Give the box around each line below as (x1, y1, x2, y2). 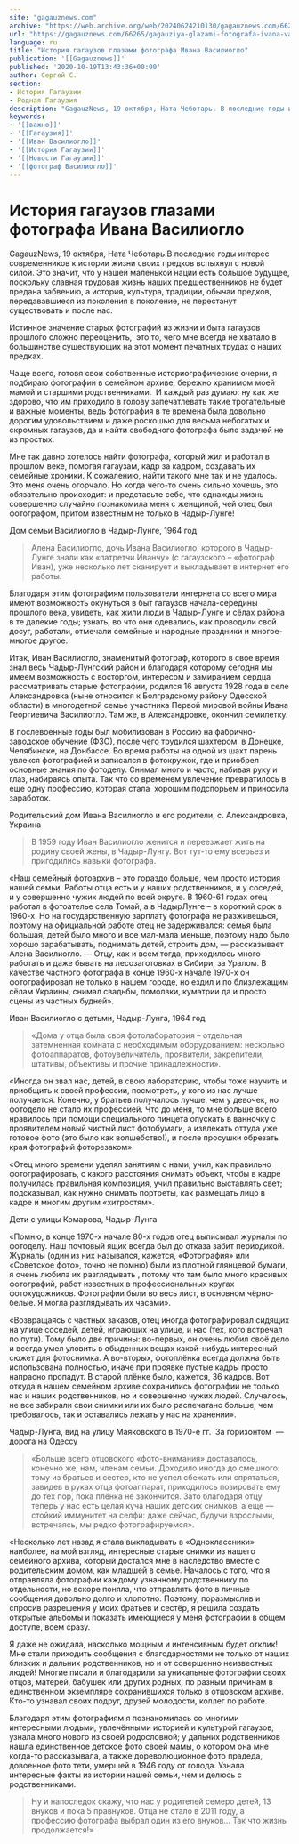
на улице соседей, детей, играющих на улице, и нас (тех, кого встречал (9, 1325, 283, 1335)
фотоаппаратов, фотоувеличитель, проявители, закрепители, (30, 1049, 264, 1059)
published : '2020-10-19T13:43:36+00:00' (9, 63, 162, 72)
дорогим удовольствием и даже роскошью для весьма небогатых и (9, 415, 270, 426)
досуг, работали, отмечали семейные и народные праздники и (9, 626, 250, 637)
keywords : (9, 112, 46, 121)
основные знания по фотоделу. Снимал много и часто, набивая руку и (9, 764, 278, 775)
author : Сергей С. (9, 71, 77, 80)
